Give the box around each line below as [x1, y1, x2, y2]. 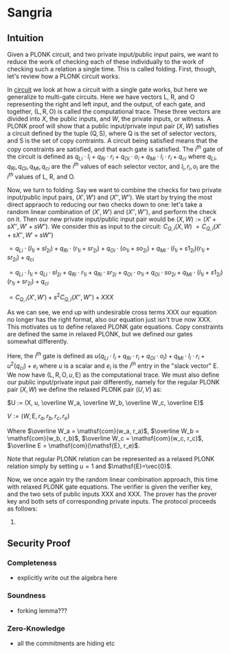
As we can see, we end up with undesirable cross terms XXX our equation [7, 308, 217, 316]
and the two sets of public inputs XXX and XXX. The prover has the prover [7, 489, 218, 498]
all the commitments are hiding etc [16, 639, 115, 647]
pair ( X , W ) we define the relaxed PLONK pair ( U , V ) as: [7, 385, 162, 393]
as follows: [7, 504, 38, 513]
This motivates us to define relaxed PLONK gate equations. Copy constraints [7, 323, 224, 331]
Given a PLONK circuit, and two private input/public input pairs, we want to [7, 50, 218, 58]
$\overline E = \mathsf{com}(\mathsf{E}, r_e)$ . [7, 441, 140, 449]
